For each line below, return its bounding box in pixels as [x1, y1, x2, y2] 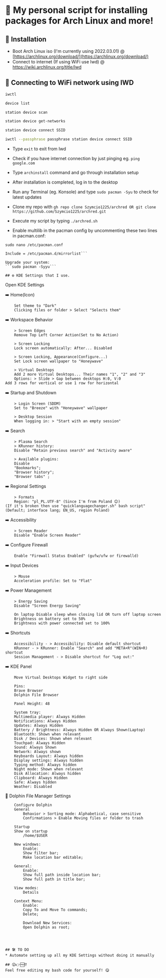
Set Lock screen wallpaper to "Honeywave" [14, 359, 103, 364]
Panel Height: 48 [14, 701, 50, 707]
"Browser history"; [14, 470, 55, 475]
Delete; [23, 912, 39, 917]
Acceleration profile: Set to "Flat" [14, 578, 92, 583]
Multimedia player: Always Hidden [14, 715, 85, 720]
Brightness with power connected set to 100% [14, 621, 110, 626]
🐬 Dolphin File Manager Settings [5, 793, 71, 799]
